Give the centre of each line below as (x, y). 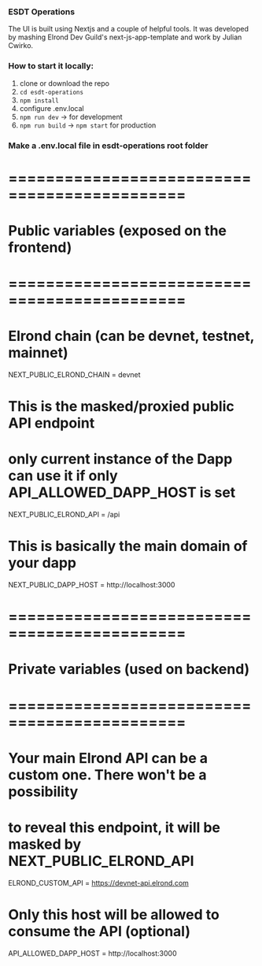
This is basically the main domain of (128, 546)
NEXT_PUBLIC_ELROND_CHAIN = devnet (74, 375)
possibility (43, 792)
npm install (39, 101)
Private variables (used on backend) (129, 670)
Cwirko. (21, 46)
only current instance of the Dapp (120, 459)
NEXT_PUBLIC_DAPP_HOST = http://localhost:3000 (92, 585)
